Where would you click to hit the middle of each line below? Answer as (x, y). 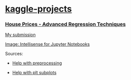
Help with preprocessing (37, 63)
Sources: (14, 54)
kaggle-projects (39, 9)
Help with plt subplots (34, 73)
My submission (20, 35)
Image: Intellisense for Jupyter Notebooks (47, 44)
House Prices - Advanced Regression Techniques (65, 24)
